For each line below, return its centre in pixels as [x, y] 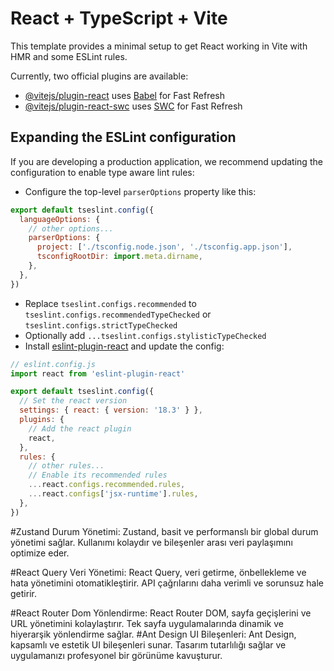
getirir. [23, 593]
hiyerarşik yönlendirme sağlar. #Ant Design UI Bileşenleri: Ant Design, [153, 634]
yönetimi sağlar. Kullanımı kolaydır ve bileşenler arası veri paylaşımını [151, 542]
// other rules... [66, 466]
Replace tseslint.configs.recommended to [110, 303]
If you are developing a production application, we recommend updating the [166, 161]
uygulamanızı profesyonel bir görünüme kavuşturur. [116, 655]
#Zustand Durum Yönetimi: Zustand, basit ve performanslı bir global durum [164, 531]
